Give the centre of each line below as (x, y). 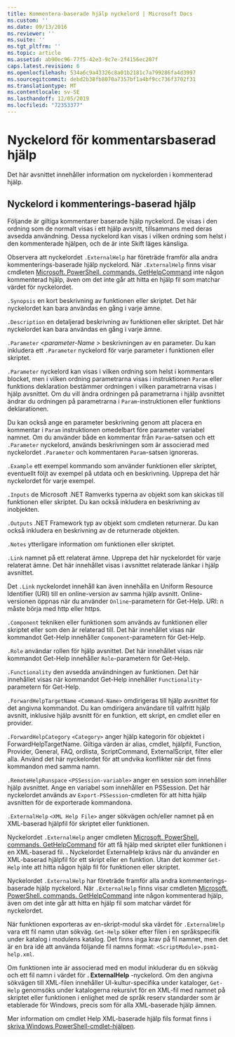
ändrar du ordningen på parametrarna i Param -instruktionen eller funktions (114, 401)
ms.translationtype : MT (42, 86)
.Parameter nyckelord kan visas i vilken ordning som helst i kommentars (110, 371)
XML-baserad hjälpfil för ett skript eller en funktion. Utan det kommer (107, 859)
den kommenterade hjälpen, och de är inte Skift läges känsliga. (98, 243)
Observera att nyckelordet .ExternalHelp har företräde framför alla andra (113, 257)
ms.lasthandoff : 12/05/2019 (48, 99)
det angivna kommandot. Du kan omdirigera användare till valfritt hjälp (109, 708)
